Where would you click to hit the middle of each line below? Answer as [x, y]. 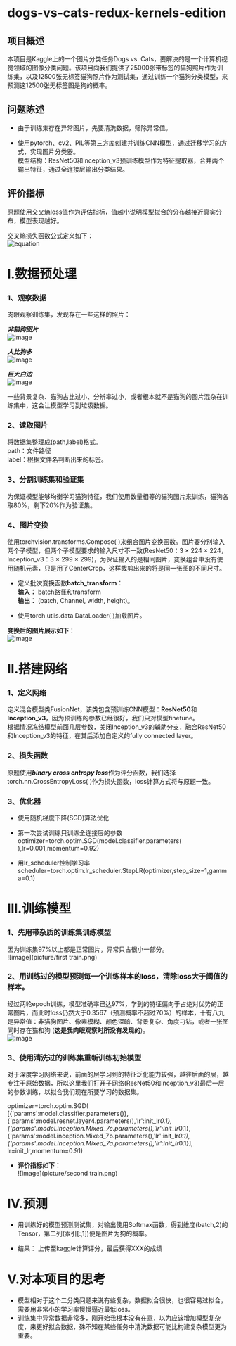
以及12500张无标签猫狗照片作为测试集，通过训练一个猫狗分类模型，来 [127, 76]
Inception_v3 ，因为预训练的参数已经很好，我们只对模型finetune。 [103, 718]
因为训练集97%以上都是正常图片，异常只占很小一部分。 [88, 949]
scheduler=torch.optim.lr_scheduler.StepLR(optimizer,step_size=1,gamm [122, 871]
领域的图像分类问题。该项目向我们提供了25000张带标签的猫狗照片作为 [115, 68]
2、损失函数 [28, 756]
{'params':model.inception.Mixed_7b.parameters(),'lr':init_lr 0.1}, [99, 1136]
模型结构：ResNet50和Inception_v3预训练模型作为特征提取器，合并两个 [121, 160]
